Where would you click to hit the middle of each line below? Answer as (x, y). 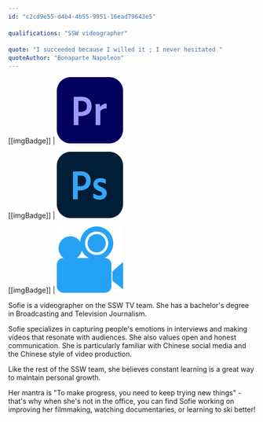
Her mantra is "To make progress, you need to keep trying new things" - (125, 393)
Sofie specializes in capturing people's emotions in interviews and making (128, 329)
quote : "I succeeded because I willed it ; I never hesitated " (115, 50)
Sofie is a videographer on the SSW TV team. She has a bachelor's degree (129, 305)
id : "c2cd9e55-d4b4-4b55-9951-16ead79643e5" (82, 17)
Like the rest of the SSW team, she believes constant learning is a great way (131, 369)
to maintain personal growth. (55, 378)
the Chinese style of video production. (70, 354)
